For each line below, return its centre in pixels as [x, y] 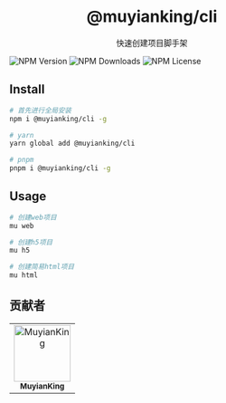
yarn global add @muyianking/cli [72, 144]
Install [27, 89]
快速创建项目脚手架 [152, 43]
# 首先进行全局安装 [41, 110]
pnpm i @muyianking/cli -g [60, 168]
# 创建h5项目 [31, 242]
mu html [24, 275]
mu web [22, 225]
